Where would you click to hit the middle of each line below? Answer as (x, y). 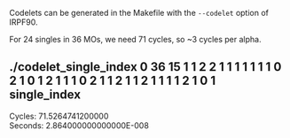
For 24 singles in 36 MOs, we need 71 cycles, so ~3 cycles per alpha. (135, 39)
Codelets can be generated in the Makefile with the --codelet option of (139, 13)
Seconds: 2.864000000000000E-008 (79, 125)
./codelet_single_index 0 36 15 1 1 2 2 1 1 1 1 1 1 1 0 (145, 67)
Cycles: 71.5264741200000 (59, 116)
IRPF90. (24, 22)
